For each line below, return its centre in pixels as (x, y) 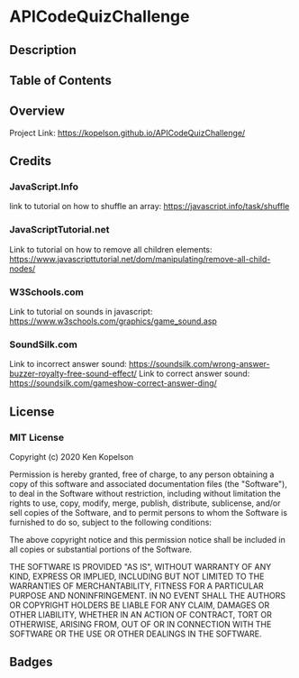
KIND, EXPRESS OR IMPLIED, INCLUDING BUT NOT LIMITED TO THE (137, 577)
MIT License (37, 437)
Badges (31, 662)
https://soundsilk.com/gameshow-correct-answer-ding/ (113, 383)
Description (43, 50)
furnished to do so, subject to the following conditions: (110, 522)
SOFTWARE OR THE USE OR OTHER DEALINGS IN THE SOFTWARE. (136, 634)
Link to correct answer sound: (195, 374)
